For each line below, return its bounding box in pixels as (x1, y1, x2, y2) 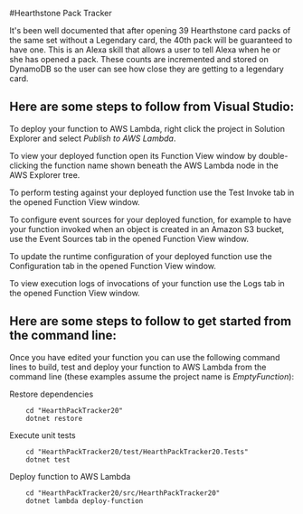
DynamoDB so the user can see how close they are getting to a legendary (9, 63, 285, 74)
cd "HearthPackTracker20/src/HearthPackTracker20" (25, 488, 221, 498)
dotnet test (25, 455, 71, 464)
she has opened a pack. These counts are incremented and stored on (9, 54, 269, 64)
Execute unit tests (9, 429, 77, 441)
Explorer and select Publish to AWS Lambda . (9, 133, 176, 144)
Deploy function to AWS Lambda (9, 471, 131, 481)
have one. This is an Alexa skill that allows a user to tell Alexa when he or (9, 44, 281, 55)
